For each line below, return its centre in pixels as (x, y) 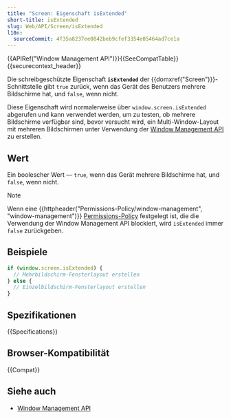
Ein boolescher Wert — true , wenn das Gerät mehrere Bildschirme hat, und (113, 174)
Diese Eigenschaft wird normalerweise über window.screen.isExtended (107, 107)
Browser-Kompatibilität (58, 353)
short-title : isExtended (43, 20)
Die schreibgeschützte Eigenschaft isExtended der (78, 79)
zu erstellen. (25, 137)
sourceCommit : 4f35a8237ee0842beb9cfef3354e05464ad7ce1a (97, 39)
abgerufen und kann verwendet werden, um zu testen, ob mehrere (101, 115)
